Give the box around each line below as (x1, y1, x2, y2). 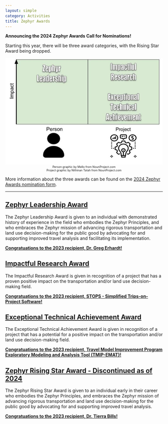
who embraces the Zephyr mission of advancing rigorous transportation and (5, 225, 162, 231)
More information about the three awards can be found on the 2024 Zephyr (5, 176, 161, 182)
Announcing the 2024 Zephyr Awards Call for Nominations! (5, 33, 131, 39)
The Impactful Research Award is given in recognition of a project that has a (5, 273, 161, 279)
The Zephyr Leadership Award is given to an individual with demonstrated (5, 214, 157, 220)
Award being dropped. (5, 48, 51, 54)
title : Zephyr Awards (5, 19, 50, 24)
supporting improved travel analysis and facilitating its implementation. (5, 235, 151, 241)
